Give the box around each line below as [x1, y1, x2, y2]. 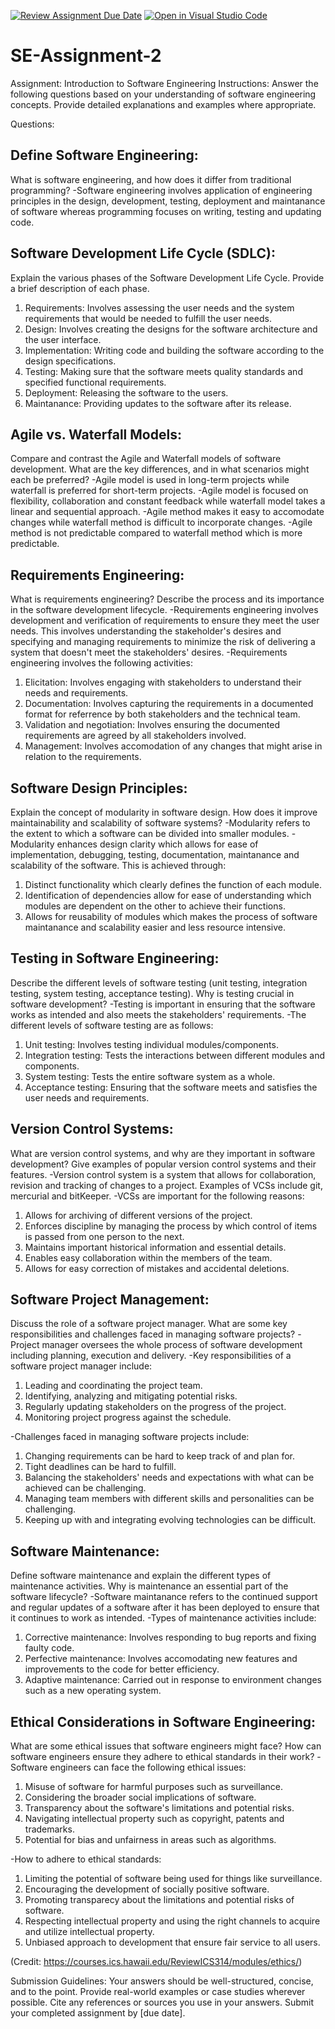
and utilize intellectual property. [24, 1926, 155, 1938]
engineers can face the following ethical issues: [49, 1761, 247, 1774]
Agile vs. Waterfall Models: [10, 426, 182, 443]
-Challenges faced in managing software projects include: [10, 1431, 250, 1443]
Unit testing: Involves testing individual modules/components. [24, 1038, 279, 1050]
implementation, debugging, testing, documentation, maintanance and [10, 849, 300, 860]
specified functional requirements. [24, 376, 167, 388]
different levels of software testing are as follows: [10, 1019, 214, 1031]
